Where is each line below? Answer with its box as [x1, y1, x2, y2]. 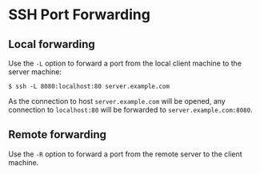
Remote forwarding [8, 128, 106, 141]
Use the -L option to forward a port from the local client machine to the [8, 58, 242, 68]
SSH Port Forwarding [8, 6, 150, 24]
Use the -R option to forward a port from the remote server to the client [8, 149, 242, 159]
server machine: [8, 67, 62, 77]
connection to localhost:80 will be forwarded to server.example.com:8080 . [8, 105, 254, 114]
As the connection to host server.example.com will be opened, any [8, 97, 226, 105]
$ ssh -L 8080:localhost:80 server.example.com [8, 82, 170, 90]
